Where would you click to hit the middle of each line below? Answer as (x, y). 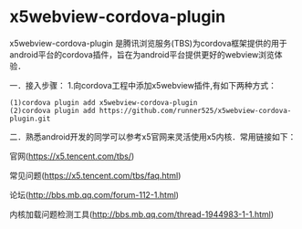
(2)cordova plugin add (52, 110)
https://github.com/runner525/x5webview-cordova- (195, 110)
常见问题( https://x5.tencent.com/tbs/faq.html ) (95, 175)
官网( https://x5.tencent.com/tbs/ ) (72, 156)
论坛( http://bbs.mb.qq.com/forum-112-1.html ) (94, 194)
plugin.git (30, 119)
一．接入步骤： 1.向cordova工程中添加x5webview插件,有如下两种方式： (143, 85)
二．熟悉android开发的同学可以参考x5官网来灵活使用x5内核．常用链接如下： (153, 136)
